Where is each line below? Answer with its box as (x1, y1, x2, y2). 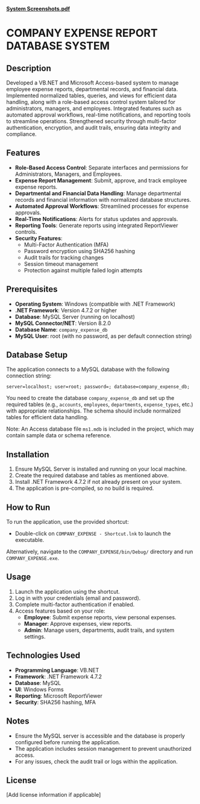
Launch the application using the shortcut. (14, 588, 120, 595)
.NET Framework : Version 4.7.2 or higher (14, 306, 117, 314)
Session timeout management (23, 260, 98, 268)
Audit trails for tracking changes (23, 254, 104, 261)
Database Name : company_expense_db (14, 326, 108, 333)
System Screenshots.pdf (6, 5, 70, 12)
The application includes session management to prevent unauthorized (14, 745, 192, 752)
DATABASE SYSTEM (6, 39, 110, 53)
